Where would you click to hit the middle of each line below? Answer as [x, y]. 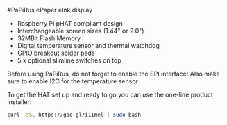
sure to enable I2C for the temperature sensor [73, 81]
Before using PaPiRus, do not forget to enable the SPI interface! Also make [113, 74]
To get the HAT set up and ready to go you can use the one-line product [110, 94]
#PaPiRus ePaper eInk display [50, 10]
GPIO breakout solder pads [56, 53]
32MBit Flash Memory [49, 38]
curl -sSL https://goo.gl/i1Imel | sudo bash [74, 115]
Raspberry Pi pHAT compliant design [70, 23]
